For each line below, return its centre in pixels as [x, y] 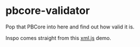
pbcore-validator [48, 11]
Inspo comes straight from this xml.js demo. [59, 38]
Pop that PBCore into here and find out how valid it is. [70, 27]
